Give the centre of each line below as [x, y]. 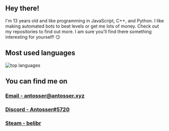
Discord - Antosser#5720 [37, 109]
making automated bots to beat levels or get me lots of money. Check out [82, 26]
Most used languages [40, 53]
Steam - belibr [23, 123]
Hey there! [22, 8]
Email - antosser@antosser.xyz [45, 95]
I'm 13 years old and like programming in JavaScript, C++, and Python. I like [85, 20]
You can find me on [36, 81]
